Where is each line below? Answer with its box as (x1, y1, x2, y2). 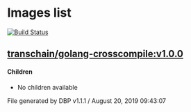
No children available (17, 83, 78, 91)
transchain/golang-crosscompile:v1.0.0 (7, 48, 184, 60)
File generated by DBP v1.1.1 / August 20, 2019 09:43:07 (7, 96, 167, 105)
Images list (7, 5, 72, 21)
